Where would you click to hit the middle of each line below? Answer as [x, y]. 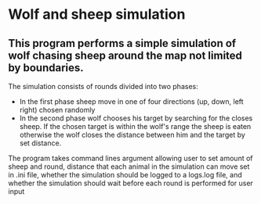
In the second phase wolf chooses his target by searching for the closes [136, 118]
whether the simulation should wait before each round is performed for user [130, 183]
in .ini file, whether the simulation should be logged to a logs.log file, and [125, 175]
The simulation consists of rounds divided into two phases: [103, 86]
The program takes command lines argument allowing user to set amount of [130, 158]
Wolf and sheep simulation [97, 14]
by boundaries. [46, 68]
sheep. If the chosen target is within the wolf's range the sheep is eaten [135, 126]
